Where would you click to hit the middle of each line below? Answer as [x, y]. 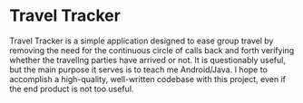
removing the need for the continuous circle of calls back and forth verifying [152, 50]
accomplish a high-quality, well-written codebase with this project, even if [147, 79]
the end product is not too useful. [72, 89]
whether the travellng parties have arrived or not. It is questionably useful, [147, 60]
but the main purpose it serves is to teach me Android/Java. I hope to [138, 70]
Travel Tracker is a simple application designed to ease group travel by [142, 41]
